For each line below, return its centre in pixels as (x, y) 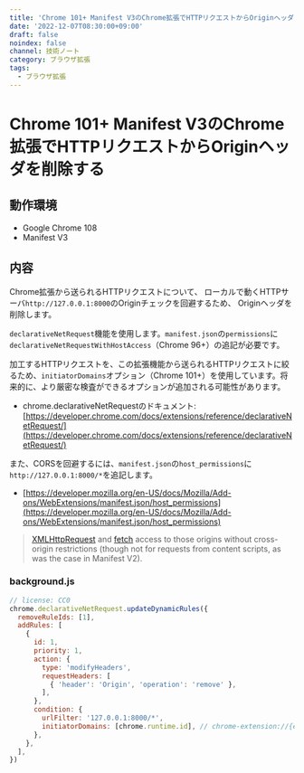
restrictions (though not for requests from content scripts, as (169, 549)
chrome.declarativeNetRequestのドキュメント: (109, 405)
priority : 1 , (58, 651)
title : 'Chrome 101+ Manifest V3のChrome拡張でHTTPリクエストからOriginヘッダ (152, 18)
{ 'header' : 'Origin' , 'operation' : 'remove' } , (143, 684)
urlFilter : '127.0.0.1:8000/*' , (103, 718)
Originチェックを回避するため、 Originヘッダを (205, 303)
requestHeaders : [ (76, 676)
